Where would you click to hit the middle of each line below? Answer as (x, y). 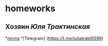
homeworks (30, 9)
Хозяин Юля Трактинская (48, 27)
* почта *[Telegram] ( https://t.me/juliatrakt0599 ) (54, 38)
